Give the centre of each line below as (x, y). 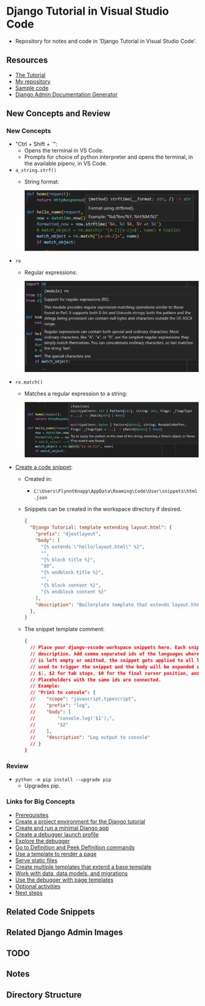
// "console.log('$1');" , (72, 718)
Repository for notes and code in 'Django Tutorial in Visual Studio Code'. (106, 41)
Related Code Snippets (51, 912)
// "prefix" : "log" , (60, 705)
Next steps (29, 893)
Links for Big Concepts (41, 802)
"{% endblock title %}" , (72, 573)
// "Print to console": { (63, 693)
